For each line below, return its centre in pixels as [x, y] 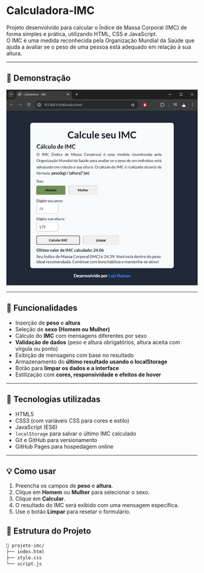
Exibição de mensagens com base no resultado [74, 355]
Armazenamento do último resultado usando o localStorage [91, 361]
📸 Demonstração [39, 78]
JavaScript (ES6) [36, 427]
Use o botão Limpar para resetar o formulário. [73, 511]
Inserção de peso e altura [48, 323]
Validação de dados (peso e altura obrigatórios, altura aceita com [97, 342]
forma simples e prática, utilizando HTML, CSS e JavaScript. [82, 33]
